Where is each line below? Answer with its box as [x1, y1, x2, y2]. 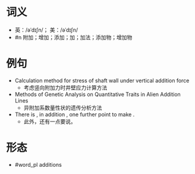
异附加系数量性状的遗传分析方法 [23, 104, 102, 111]
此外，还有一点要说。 [23, 117, 76, 125]
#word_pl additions [14, 161, 62, 168]
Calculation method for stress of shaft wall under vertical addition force [14, 77, 190, 84]
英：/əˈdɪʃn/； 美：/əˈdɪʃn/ [14, 26, 78, 33]
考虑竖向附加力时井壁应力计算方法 [23, 84, 108, 91]
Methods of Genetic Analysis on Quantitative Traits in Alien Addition [14, 91, 181, 98]
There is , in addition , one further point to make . [14, 111, 135, 118]
